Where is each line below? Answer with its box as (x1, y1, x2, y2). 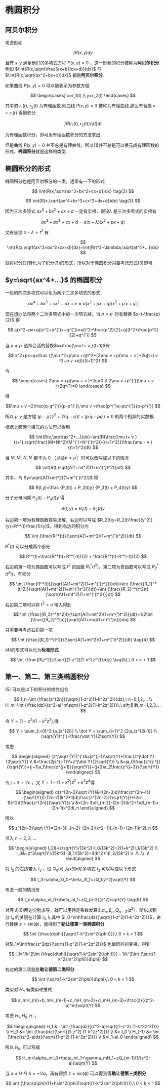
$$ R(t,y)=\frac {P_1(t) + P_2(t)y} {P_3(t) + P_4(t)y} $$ (29, 485, 137, 490)
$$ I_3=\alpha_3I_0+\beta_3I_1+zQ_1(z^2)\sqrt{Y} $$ (30, 877, 136, 883)
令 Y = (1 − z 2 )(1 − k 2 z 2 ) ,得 (5, 717, 59, 724)
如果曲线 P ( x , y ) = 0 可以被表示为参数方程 (5, 82, 90, 88)
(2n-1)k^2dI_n (51, 805, 79, 811)
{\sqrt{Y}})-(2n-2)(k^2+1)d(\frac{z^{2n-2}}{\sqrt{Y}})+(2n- (23, 795, 143, 801)
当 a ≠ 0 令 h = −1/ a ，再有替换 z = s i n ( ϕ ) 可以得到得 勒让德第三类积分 (5, 1070, 147, 1076)
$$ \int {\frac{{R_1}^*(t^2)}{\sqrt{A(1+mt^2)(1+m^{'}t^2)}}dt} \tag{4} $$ (11, 637, 155, 643)
